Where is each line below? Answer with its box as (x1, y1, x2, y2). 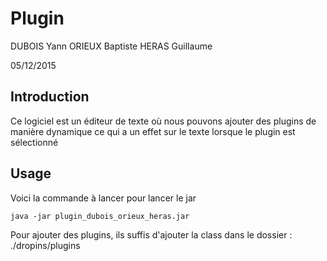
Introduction (10, 88, 90, 106)
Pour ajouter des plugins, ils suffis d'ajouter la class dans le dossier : (10, 228, 293, 241)
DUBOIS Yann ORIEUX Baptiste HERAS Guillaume (10, 40, 213, 52)
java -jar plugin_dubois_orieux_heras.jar (10, 211, 190, 221)
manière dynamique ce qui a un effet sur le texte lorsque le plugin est (10, 125, 296, 137)
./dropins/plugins (10, 239, 81, 251)
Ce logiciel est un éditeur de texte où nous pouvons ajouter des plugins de (10, 115, 317, 127)
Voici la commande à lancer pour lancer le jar (10, 192, 197, 204)
